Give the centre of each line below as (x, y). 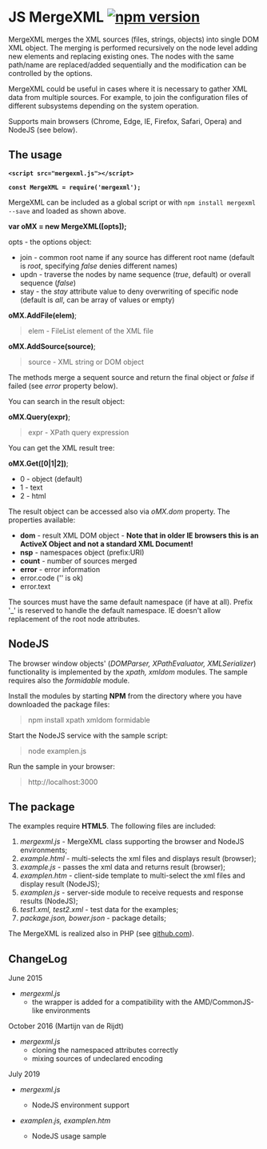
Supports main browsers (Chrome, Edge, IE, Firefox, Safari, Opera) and (125, 121)
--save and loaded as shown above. (67, 210)
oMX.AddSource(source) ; (52, 346)
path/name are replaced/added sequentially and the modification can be (128, 65)
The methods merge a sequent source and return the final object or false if (132, 377)
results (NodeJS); (49, 901)
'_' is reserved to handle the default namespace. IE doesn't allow (115, 610)
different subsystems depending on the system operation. (104, 106)
